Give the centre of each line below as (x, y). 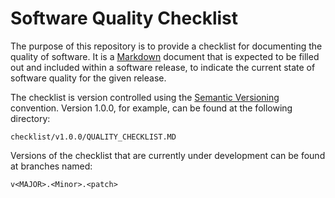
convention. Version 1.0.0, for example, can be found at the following (151, 108)
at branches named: (51, 166)
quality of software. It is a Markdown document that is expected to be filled (165, 56)
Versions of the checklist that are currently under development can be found (168, 155)
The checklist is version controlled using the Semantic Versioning (145, 97)
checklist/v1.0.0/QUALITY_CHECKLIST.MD (93, 137)
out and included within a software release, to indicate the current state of (163, 67)
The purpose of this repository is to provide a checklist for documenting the (166, 46)
